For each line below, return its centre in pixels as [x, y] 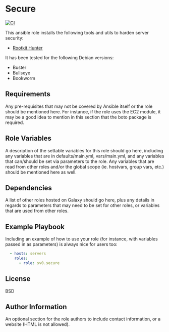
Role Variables [28, 138]
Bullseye [21, 73]
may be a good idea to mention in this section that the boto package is [78, 117]
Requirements [28, 94]
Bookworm [24, 78]
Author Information [36, 307]
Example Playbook [35, 226]
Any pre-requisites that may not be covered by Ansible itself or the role [79, 106]
